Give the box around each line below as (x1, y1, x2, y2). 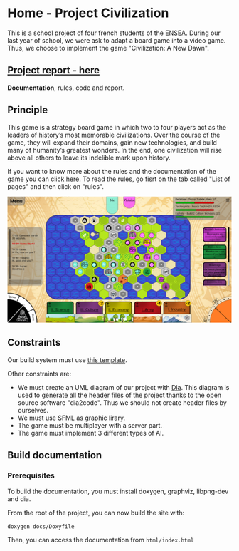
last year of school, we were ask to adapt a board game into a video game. (7, 36, 226, 44)
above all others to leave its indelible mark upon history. (7, 153, 171, 162)
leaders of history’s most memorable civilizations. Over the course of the (7, 130, 221, 139)
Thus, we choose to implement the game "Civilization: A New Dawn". (7, 43, 210, 52)
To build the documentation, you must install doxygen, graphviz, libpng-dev (7, 487, 229, 495)
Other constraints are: (7, 369, 72, 378)
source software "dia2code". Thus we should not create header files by (17, 398, 228, 407)
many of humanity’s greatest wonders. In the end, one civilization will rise (7, 145, 223, 154)
